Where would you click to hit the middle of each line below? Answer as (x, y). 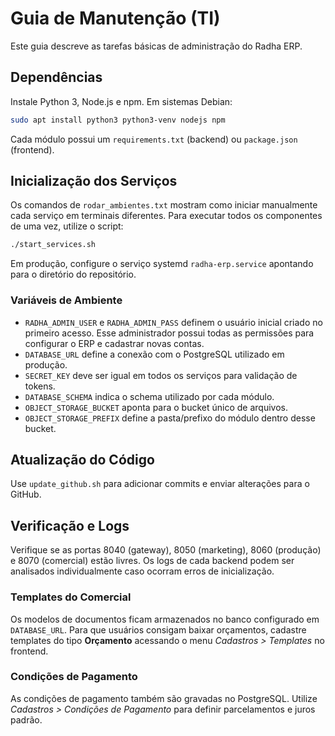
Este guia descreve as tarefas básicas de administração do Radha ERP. (156, 46)
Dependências (56, 77)
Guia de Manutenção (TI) (115, 18)
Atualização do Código (82, 460)
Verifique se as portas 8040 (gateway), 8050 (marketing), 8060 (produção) (166, 550)
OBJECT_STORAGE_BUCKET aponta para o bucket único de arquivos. (156, 407)
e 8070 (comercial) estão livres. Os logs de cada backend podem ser (152, 561)
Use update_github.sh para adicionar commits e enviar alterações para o (160, 484)
